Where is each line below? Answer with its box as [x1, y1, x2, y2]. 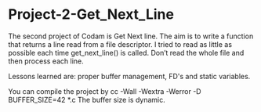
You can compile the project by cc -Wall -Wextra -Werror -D [8, 86, 201, 96]
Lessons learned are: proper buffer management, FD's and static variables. [8, 71, 251, 81]
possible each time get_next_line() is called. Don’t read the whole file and [8, 48, 245, 57]
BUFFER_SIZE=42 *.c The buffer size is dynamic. [8, 95, 166, 104]
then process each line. [8, 56, 84, 66]
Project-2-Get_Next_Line [8, 5, 175, 23]
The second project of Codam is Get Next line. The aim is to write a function [8, 31, 254, 41]
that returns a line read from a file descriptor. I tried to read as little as [8, 39, 233, 49]
